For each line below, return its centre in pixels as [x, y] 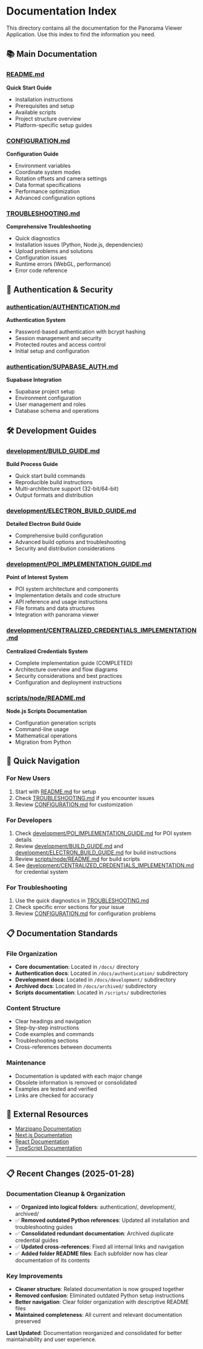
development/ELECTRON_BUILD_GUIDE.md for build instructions [96, 853]
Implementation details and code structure [68, 596]
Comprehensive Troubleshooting [49, 227]
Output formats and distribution [54, 495]
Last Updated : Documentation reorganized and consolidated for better [94, 1333]
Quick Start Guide [29, 87]
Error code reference [41, 271]
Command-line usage [42, 729]
